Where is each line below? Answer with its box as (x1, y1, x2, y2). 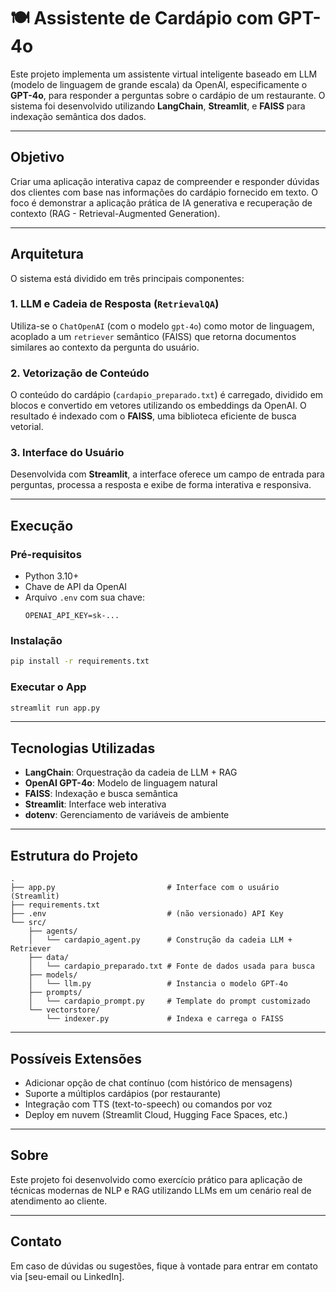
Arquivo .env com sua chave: (24, 591, 146, 604)
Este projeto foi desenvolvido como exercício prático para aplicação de (10, 1173, 303, 1185)
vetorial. (10, 421, 44, 433)
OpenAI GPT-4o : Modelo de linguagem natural (24, 777, 218, 789)
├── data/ (28, 953, 70, 963)
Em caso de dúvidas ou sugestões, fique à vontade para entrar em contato (10, 1260, 318, 1272)
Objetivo (10, 149, 65, 166)
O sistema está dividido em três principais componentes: (10, 272, 245, 284)
